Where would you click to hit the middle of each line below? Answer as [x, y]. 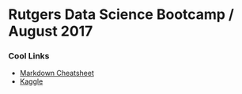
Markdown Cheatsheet [57, 73]
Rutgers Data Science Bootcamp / [121, 15]
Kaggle [31, 81]
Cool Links [29, 56]
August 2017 [51, 31]
